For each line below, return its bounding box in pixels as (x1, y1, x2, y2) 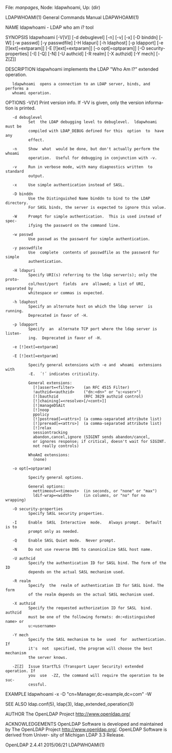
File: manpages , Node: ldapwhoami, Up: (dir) (5, 5, 101, 10)
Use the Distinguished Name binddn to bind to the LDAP (28, 196, 150, 201)
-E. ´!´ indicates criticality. (28, 371, 100, 377)
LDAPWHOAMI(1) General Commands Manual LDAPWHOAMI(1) (5, 14, 139, 20)
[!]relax (32, 425, 52, 431)
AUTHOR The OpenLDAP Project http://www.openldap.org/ (5, 711, 130, 717)
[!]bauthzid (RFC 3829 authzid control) (32, 394, 144, 399)
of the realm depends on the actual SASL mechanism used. (28, 592, 155, 597)
